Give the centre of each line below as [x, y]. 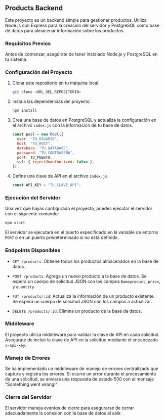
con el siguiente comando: [32, 214]
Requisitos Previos [28, 43]
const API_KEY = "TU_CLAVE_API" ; [47, 185]
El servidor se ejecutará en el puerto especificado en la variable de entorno [82, 233]
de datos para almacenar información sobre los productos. [65, 30]
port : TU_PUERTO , [35, 157]
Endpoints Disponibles [33, 250]
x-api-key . [16, 345]
